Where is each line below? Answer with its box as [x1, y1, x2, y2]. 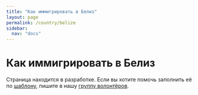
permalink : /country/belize [6, 20, 76, 26]
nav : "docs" [11, 31, 42, 37]
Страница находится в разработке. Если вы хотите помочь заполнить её [6, 76, 192, 83]
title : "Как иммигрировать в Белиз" [6, 8, 97, 15]
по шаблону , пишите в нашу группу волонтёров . [6, 83, 129, 90]
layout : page [6, 14, 39, 20]
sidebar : [6, 25, 28, 31]
